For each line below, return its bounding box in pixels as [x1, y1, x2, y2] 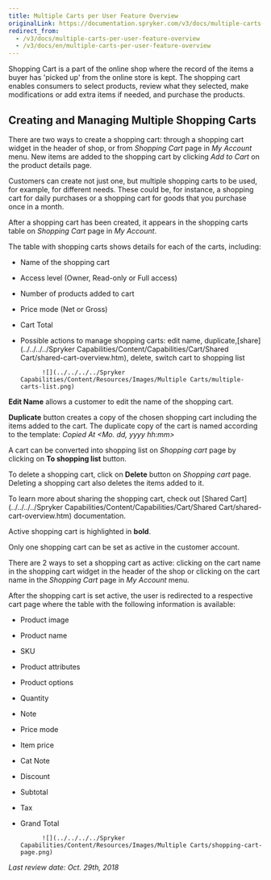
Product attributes [19, 662, 81, 672]
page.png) [19, 848, 54, 857]
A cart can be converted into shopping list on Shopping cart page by [8, 445, 236, 455]
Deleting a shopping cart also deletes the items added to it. [8, 478, 204, 487]
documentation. [73, 511, 127, 520]
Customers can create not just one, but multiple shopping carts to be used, [8, 175, 258, 186]
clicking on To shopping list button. [8, 453, 127, 463]
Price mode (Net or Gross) [19, 304, 108, 314]
